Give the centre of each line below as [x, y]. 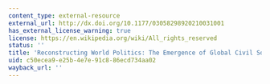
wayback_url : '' [35, 68]
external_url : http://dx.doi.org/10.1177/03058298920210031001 [117, 23]
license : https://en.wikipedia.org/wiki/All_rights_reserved [113, 38]
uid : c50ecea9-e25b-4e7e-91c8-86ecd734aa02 [82, 61]
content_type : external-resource [64, 16]
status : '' [27, 46]
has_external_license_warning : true [70, 30]
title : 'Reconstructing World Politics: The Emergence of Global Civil [131, 53]
